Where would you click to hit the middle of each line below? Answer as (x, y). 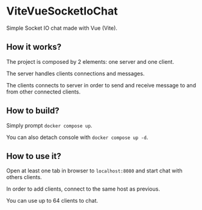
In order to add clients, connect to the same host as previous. (83, 189)
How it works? (34, 47)
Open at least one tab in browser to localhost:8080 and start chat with (94, 171)
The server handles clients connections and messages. (75, 73)
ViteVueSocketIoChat (62, 11)
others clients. (24, 177)
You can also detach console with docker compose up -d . (77, 137)
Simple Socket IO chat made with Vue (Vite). (62, 28)
